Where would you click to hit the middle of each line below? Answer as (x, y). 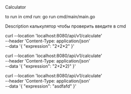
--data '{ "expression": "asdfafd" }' (41, 86)
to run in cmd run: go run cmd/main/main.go (50, 16)
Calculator (16, 7)
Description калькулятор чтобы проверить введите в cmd (65, 26)
